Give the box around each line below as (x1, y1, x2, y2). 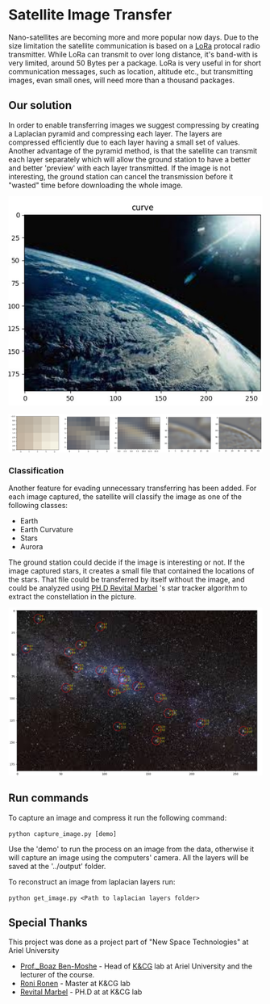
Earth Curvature (19, 525, 74, 535)
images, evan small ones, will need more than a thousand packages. (8, 75, 235, 85)
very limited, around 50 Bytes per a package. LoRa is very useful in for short (8, 58, 262, 68)
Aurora (19, 542, 44, 552)
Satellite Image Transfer (8, 6, 172, 24)
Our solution (8, 99, 73, 112)
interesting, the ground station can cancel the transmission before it (8, 171, 234, 181)
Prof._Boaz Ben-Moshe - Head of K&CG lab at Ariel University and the (19, 961, 252, 971)
